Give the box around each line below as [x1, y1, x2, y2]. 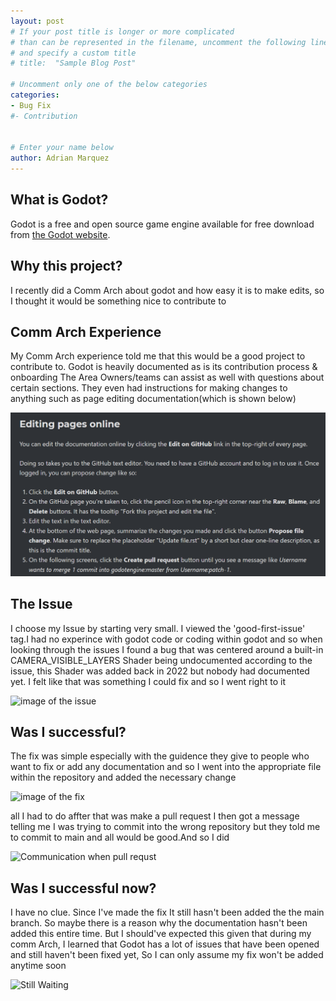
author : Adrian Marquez [10, 153, 110, 164]
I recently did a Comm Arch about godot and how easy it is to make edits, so [10, 284, 325, 296]
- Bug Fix [10, 100, 52, 110]
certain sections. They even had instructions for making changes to [10, 382, 288, 394]
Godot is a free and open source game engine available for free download [10, 218, 315, 230]
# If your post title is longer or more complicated [10, 26, 235, 37]
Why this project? [10, 258, 123, 275]
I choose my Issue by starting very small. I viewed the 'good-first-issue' [10, 622, 306, 634]
